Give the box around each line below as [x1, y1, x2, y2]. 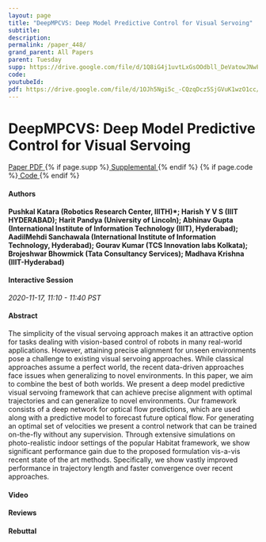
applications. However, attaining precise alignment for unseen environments [8, 345, 256, 355]
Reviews [8, 508, 37, 517]
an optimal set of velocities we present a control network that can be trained [8, 421, 257, 430]
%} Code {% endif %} [8, 171, 80, 181]
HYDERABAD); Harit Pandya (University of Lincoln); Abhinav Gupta [8, 215, 234, 224]
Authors [8, 189, 36, 198]
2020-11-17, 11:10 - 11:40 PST [8, 292, 101, 302]
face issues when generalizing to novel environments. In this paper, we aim [8, 370, 253, 380]
